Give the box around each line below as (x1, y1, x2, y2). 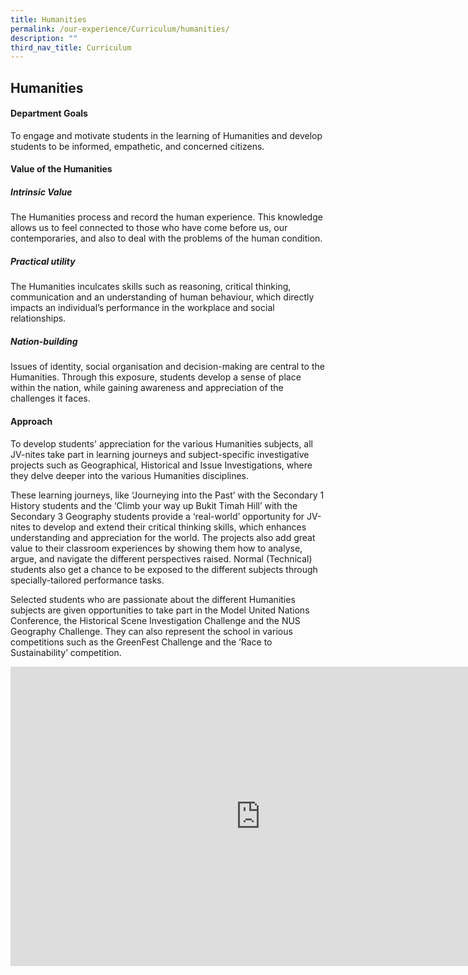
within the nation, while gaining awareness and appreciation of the (10, 382, 284, 394)
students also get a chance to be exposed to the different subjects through (10, 563, 318, 575)
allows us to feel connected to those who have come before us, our (10, 222, 288, 234)
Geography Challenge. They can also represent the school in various (10, 625, 293, 637)
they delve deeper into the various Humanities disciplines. (10, 469, 250, 481)
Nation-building (10, 335, 78, 347)
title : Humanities (10, 14, 87, 25)
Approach (10, 415, 53, 427)
